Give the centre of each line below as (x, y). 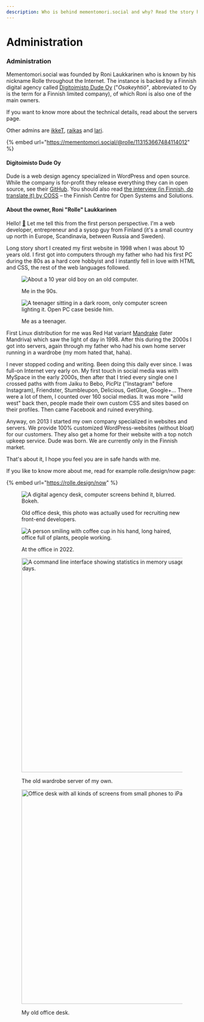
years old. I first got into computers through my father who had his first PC (99, 254)
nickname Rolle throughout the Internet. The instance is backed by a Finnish (101, 81)
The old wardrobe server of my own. (67, 781)
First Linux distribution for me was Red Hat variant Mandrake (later (90, 333)
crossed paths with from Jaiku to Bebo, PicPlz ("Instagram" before (90, 383)
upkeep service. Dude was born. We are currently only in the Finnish (92, 441)
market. (16, 447)
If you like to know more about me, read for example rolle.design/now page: (101, 470)
